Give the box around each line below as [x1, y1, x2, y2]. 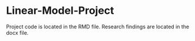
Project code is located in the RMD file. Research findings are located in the [6, 23, 190, 30]
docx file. [6, 29, 29, 36]
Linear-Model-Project [6, 4, 114, 17]
